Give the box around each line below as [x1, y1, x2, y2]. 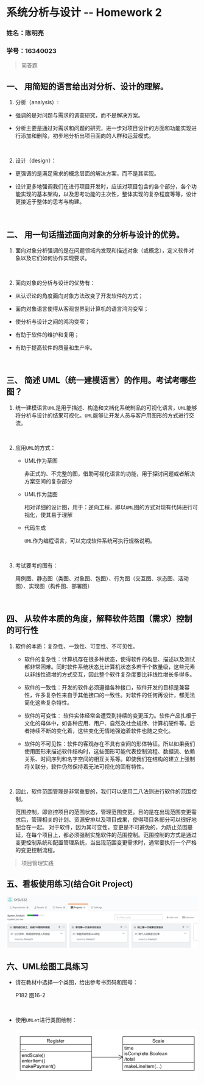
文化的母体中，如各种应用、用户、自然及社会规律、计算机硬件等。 [24, 719, 190, 727]
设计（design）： [15, 157, 57, 165]
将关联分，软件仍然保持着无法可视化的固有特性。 [24, 763, 147, 770]
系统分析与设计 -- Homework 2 [6, 5, 163, 20]
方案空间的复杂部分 [24, 477, 73, 485]
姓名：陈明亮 [6, 29, 44, 37]
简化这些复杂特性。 [24, 699, 73, 706]
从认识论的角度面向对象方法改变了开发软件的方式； [15, 292, 144, 299]
